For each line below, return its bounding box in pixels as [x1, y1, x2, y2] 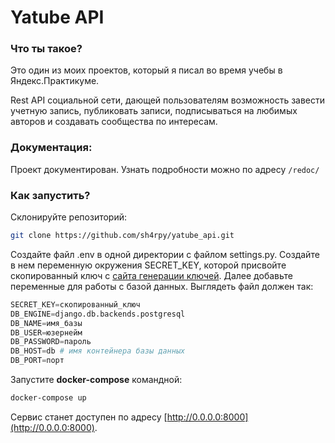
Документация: [10, 141, 93, 155]
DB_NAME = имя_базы [10, 318, 83, 328]
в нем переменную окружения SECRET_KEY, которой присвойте [10, 259, 287, 271]
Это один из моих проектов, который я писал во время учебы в [10, 64, 283, 76]
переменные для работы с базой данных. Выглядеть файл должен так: [10, 280, 314, 292]
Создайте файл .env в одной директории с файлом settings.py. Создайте [10, 248, 320, 260]
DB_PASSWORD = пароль [10, 337, 92, 347]
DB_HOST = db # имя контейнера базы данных [10, 346, 186, 356]
